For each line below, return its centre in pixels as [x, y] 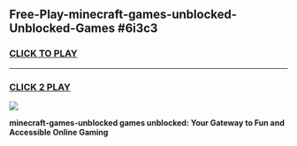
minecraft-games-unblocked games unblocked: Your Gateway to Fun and [147, 122]
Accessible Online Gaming [59, 132]
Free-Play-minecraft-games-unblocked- [123, 15]
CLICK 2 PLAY [40, 87]
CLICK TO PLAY [43, 54]
